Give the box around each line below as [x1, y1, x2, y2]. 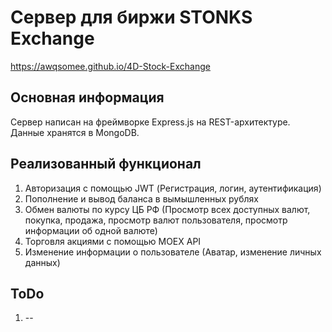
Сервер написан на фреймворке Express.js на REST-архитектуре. [10, 116, 291, 128]
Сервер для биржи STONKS [10, 6, 253, 29]
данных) [24, 256, 61, 268]
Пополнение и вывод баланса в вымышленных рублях [24, 192, 259, 205]
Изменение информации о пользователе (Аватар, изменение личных [24, 246, 322, 258]
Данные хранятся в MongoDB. [10, 126, 140, 138]
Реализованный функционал [10, 156, 202, 173]
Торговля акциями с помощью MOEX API [24, 235, 202, 247]
